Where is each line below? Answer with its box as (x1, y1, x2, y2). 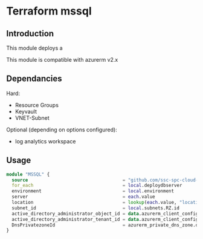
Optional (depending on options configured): (6, 126, 118, 133)
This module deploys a (6, 44, 63, 51)
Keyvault (14, 108, 37, 115)
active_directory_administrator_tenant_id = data (11, 216, 139, 222)
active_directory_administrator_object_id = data (11, 211, 139, 217)
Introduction (6, 28, 54, 39)
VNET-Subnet (14, 114, 50, 122)
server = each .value (11, 194, 155, 200)
